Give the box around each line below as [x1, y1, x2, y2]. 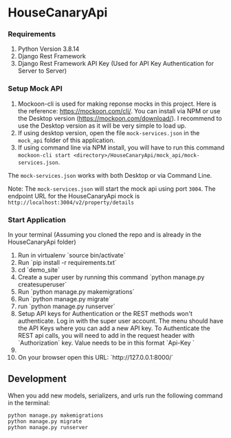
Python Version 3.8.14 [17, 45, 80, 53]
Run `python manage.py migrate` [17, 295, 111, 303]
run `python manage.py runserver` [17, 302, 115, 310]
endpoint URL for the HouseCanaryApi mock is [8, 192, 140, 200]
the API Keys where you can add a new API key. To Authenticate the [17, 324, 210, 332]
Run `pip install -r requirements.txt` [17, 259, 118, 267]
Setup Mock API [8, 84, 63, 93]
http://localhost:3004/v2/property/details [8, 199, 135, 206]
